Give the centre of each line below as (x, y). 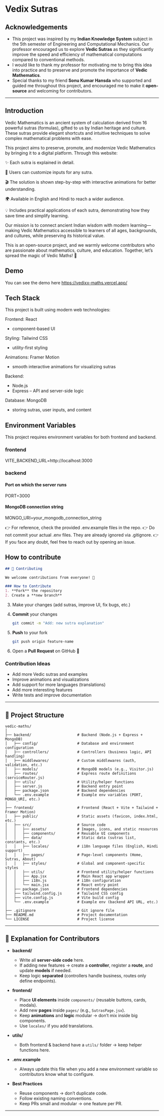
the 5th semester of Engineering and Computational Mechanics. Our (81, 44)
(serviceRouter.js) (25, 778)
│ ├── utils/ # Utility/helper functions (70, 782)
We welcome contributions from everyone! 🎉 (50, 577)
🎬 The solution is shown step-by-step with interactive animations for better (81, 182)
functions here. (35, 1050)
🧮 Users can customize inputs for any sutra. (49, 172)
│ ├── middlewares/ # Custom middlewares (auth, (71, 760)
